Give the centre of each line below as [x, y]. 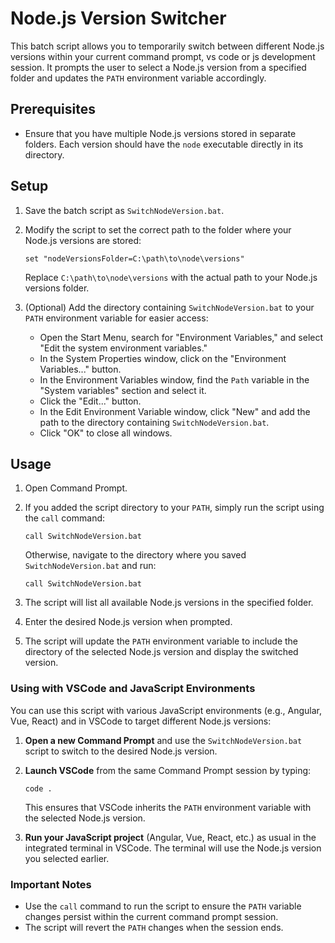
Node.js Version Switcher [118, 18]
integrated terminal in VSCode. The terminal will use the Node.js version [173, 848]
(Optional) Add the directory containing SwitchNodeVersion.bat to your [169, 307]
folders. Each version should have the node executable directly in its [164, 144]
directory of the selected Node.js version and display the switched [161, 652]
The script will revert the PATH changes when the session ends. [154, 927]
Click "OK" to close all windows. [106, 433]
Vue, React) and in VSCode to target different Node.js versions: [141, 721]
